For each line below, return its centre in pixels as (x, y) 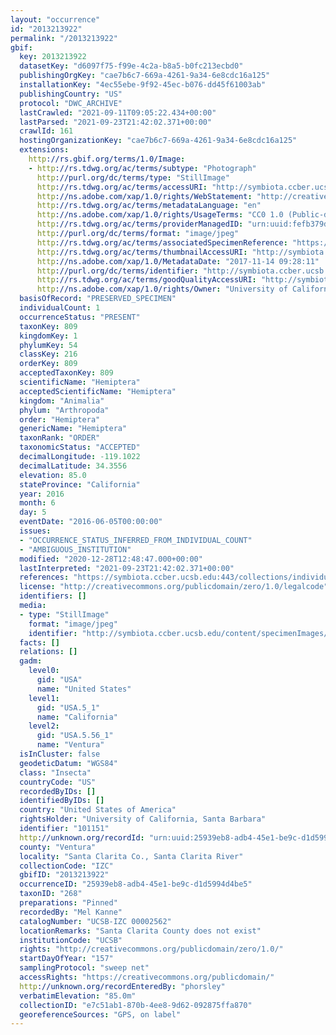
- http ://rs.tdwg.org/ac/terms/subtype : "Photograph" (142, 168)
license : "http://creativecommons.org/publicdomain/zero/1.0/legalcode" (174, 587)
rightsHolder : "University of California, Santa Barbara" (143, 819)
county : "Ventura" (58, 847)
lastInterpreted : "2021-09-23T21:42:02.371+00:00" (127, 568)
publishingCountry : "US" (71, 94)
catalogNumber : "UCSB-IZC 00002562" (95, 921)
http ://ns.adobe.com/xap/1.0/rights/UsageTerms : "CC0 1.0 (160, 215)
